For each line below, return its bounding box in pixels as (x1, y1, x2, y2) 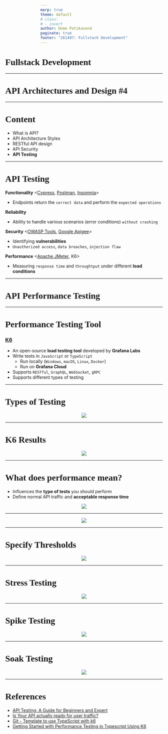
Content (5, 114, 36, 124)
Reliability (5, 209, 26, 215)
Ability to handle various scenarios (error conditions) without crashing (12, 219, 158, 225)
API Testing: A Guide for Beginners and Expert (12, 707, 108, 713)
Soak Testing (5, 653, 53, 664)
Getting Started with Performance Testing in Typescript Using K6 (12, 723, 146, 729)
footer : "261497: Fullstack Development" (40, 36, 128, 41)
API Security (12, 146, 38, 152)
